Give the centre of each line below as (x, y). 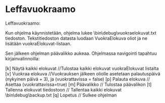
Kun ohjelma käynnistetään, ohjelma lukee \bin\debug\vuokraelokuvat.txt (81, 33)
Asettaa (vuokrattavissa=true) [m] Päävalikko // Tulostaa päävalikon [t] (78, 84)
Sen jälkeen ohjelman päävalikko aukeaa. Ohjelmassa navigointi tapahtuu (81, 53)
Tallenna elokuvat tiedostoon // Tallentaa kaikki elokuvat (64, 89)
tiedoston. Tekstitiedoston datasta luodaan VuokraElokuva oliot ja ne (76, 38)
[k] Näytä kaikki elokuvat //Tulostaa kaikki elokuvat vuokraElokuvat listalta (82, 68)
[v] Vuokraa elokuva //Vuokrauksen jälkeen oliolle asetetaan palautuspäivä (83, 73)
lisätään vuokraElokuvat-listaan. (38, 43)
